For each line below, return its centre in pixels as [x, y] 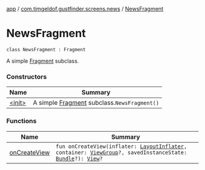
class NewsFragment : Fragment [46, 49]
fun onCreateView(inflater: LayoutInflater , [121, 146]
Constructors [27, 77]
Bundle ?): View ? [79, 158]
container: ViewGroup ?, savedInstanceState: [121, 152]
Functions [21, 121]
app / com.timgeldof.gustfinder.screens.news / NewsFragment [85, 9]
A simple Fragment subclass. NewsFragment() [96, 103]
